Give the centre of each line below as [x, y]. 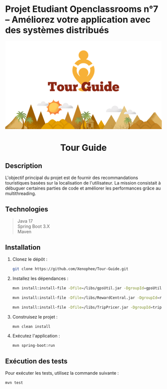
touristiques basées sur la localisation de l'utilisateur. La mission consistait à [83, 183]
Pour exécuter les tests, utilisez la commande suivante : [62, 373]
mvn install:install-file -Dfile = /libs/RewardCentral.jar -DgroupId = [86, 298]
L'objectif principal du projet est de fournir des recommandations [72, 178]
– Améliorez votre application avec [78, 20]
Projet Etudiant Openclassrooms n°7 [82, 9]
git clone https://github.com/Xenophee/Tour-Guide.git [70, 269]
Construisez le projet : [35, 317]
